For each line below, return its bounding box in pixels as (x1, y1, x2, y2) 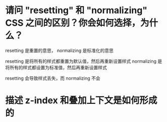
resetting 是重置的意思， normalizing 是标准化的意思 (5, 47, 114, 53)
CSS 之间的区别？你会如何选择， (5, 17, 141, 29)
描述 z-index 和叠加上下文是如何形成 (5, 95, 157, 106)
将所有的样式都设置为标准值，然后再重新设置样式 (5, 64, 107, 71)
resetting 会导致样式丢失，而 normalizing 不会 (5, 75, 101, 81)
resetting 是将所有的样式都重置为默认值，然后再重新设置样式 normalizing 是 (5, 58, 162, 64)
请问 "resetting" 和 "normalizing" (5, 5, 148, 16)
